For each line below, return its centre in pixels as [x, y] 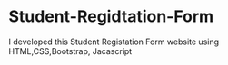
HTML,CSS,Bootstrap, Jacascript [70, 51]
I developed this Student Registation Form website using [114, 42]
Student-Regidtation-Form [111, 17]
